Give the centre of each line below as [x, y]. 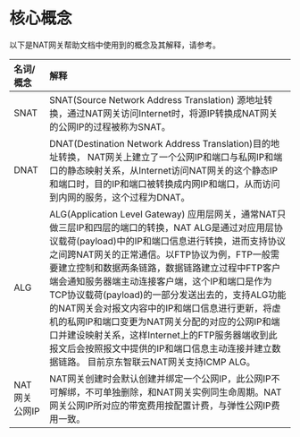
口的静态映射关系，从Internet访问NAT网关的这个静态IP [163, 170]
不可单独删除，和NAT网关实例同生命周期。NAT [183, 392]
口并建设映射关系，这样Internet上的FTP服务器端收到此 [163, 335]
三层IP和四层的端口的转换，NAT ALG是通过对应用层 [166, 227]
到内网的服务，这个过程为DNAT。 [119, 197]
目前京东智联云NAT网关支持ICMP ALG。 [171, 362]
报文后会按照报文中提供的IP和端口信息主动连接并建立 [160, 348]
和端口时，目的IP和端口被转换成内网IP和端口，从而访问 [164, 184]
